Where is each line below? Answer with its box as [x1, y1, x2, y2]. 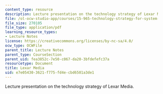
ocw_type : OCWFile [5, 43, 42, 48]
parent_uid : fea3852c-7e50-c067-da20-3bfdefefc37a [5, 57, 110, 62]
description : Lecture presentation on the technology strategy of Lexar [5, 12, 155, 16]
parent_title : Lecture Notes [5, 47, 64, 52]
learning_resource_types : [5, 30, 57, 34]
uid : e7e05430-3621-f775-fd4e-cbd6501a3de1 [5, 70, 95, 75]
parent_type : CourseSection [5, 52, 62, 57]
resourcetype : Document [5, 61, 53, 66]
